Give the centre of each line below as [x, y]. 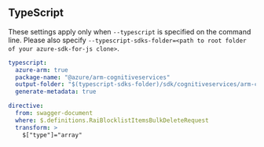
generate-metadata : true [56, 92]
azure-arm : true [42, 70]
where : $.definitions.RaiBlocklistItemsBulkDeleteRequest [112, 120]
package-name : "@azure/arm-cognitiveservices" [93, 77]
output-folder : [40, 84]
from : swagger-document [54, 113]
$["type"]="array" [52, 135]
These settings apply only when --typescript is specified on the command [130, 31]
